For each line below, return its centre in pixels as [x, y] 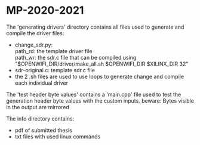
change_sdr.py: [33, 45]
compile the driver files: [35, 33]
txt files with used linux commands [58, 136]
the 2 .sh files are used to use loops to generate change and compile [99, 76]
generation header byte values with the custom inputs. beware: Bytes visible [100, 101]
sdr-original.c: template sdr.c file [55, 70]
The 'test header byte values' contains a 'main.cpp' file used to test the [94, 94]
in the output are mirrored [38, 107]
